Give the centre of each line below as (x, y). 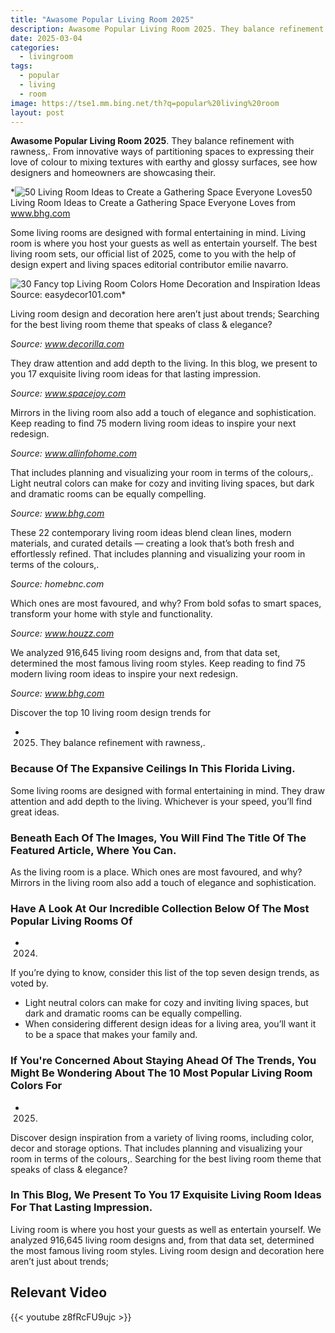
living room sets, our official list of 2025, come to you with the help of (153, 254)
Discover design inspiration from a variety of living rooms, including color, (162, 1137)
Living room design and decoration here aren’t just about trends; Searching (165, 314)
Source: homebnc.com (57, 584)
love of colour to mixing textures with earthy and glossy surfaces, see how (164, 162)
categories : (35, 47)
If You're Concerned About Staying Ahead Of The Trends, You (163, 1061)
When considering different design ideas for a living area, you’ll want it (170, 1024)
